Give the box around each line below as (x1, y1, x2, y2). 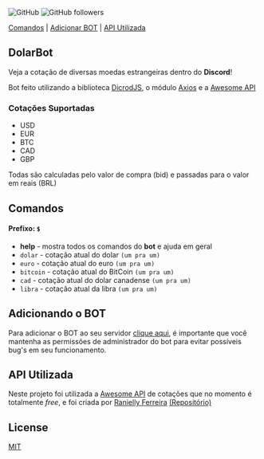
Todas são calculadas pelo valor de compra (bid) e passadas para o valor (8, 170, 250, 179)
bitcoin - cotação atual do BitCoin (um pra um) (19, 267, 175, 277)
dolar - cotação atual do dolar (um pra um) (19, 249, 161, 259)
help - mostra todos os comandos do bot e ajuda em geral (19, 241, 213, 251)
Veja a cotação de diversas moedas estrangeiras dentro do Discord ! (8, 67, 233, 76)
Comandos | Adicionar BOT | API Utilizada (8, 23, 146, 32)
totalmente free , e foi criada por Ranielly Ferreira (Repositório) (8, 398, 212, 407)
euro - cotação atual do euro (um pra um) (19, 258, 156, 268)
